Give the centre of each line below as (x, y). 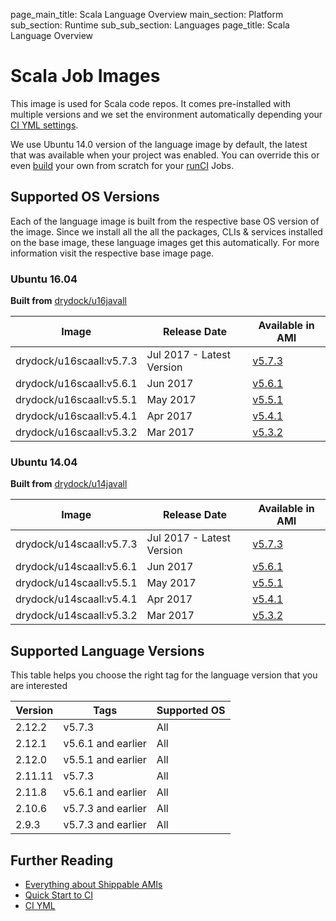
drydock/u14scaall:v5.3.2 (76, 616)
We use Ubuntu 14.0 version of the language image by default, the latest (159, 144)
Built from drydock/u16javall (68, 301)
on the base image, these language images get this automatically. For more (165, 242)
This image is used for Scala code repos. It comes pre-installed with (150, 103)
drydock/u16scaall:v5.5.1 (76, 400)
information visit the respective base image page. (112, 253)
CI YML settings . (44, 125)
